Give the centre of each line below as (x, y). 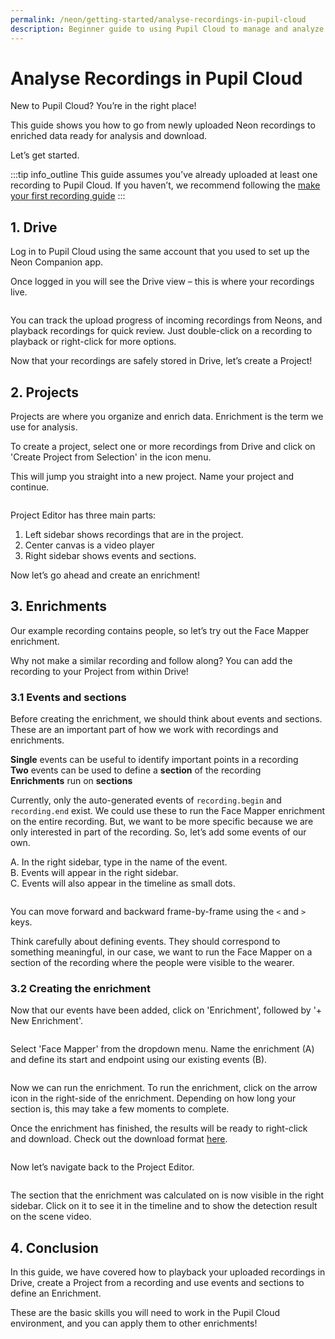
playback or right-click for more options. (93, 342)
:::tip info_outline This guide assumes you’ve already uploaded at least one (164, 175)
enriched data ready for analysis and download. (108, 136)
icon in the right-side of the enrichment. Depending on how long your (153, 1098)
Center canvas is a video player (89, 545)
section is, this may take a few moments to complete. (120, 1109)
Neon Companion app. (57, 262)
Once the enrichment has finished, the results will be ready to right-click (159, 1128)
